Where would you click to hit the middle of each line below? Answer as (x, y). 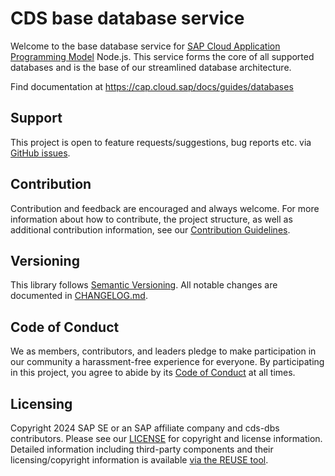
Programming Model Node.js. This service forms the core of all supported (162, 56)
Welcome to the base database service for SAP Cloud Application (145, 46)
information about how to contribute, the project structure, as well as (151, 219)
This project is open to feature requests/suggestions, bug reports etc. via (161, 142)
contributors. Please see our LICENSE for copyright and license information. (166, 438)
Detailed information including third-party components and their (142, 449)
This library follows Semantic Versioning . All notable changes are (144, 285)
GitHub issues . (40, 153)
